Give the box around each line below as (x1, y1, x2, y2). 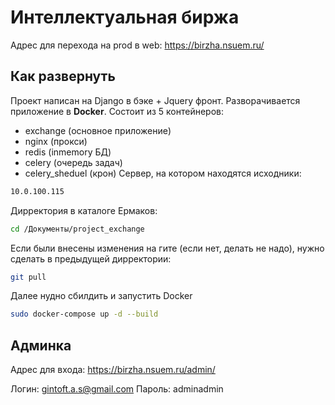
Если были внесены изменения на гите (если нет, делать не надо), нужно (10, 242, 325, 254)
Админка (10, 337, 72, 354)
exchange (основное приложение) (24, 124, 172, 136)
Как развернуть (10, 68, 116, 85)
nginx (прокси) (24, 135, 88, 147)
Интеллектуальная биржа (10, 6, 240, 29)
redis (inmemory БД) (24, 146, 112, 158)
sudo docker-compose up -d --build (10, 309, 159, 320)
